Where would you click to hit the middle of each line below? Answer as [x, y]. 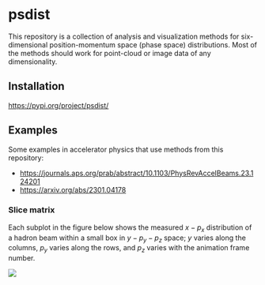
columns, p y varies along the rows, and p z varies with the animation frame [129, 249]
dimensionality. [33, 62]
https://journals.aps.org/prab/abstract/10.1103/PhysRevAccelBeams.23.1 [136, 173]
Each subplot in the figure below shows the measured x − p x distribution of [130, 228]
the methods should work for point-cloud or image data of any [110, 53]
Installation [36, 86]
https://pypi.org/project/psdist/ [59, 105]
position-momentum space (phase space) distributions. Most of [153, 44]
